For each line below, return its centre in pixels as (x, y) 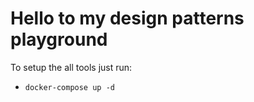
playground (59, 39)
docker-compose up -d (69, 87)
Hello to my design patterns (127, 18)
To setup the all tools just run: (71, 67)
